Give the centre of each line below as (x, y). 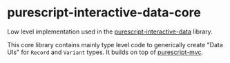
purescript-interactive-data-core (104, 13)
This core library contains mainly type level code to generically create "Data (115, 45)
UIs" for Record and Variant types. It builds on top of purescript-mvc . (105, 52)
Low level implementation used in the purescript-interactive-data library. (110, 32)
